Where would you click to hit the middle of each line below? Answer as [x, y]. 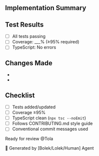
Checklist [20, 95]
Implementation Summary [46, 8]
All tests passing [29, 37]
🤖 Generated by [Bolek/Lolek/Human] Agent [49, 148]
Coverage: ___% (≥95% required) [46, 42]
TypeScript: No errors [34, 47]
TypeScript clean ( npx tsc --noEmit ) [49, 118]
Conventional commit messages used [50, 129]
